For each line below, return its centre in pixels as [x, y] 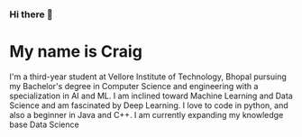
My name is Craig [76, 52]
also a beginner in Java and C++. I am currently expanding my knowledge [146, 114]
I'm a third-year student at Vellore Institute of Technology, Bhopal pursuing [148, 77]
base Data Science [44, 124]
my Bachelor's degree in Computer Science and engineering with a [134, 86]
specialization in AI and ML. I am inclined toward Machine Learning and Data [151, 96]
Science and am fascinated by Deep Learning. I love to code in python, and [149, 105]
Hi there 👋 [32, 14]
